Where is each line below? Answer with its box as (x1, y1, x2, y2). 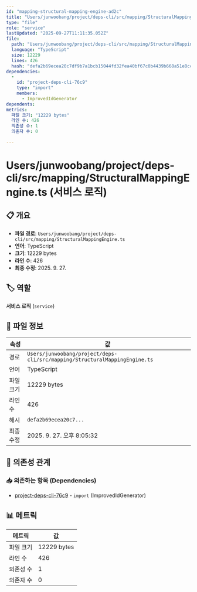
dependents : (6, 101, 35, 107)
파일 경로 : (14, 230, 37, 237)
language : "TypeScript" (11, 47, 69, 53)
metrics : (6, 107, 28, 113)
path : (11, 42, 25, 47)
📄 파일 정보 (6, 321, 44, 331)
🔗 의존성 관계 (6, 457, 51, 467)
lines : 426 (11, 57, 38, 63)
